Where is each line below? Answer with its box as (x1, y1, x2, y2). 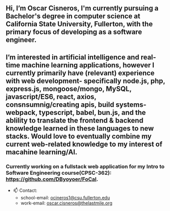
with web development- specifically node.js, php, (6, 76, 165, 85)
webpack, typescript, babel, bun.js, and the (6, 108, 146, 117)
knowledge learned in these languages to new (6, 124, 154, 133)
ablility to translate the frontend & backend (6, 116, 144, 124)
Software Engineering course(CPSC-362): (6, 169, 112, 176)
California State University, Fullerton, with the (6, 20, 153, 28)
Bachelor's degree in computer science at (6, 12, 141, 21)
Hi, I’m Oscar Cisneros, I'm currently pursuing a (6, 4, 159, 13)
